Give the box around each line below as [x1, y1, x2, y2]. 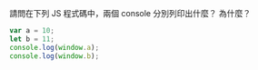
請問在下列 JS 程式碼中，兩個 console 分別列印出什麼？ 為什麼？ [9, 8, 252, 18]
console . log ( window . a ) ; [9, 43, 100, 52]
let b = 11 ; [9, 35, 55, 44]
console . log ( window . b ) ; [9, 51, 100, 61]
